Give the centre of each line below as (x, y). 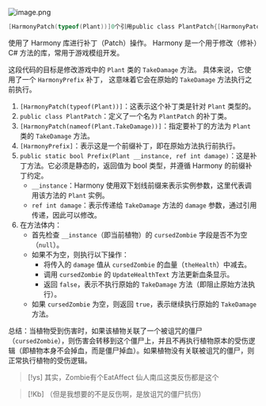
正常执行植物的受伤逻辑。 (50, 360)
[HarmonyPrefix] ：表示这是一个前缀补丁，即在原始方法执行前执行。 (129, 146)
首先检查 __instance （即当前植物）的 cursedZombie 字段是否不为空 (139, 234)
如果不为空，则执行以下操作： (80, 254)
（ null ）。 (47, 245)
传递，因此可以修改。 (66, 214)
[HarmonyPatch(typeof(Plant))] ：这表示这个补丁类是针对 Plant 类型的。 (137, 106)
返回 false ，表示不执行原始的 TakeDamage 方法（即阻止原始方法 (146, 284)
